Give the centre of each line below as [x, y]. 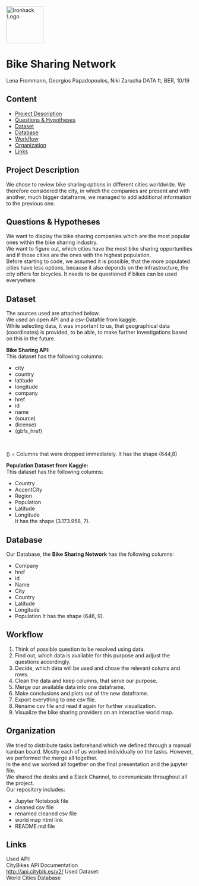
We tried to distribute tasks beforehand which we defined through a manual [99, 745]
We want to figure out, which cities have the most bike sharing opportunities [99, 249]
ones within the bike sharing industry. [52, 242]
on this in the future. [31, 338]
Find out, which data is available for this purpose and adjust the [92, 655]
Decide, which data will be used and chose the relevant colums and [97, 668]
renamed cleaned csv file [46, 814]
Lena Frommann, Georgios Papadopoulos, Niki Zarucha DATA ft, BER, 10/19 [98, 80]
